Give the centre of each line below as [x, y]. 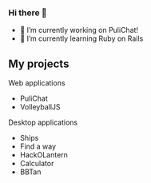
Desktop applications [43, 122]
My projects [39, 64]
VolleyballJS [40, 107]
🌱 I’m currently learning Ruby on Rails [81, 38]
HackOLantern [44, 155]
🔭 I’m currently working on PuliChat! [79, 30]
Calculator [37, 164]
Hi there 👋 [28, 13]
